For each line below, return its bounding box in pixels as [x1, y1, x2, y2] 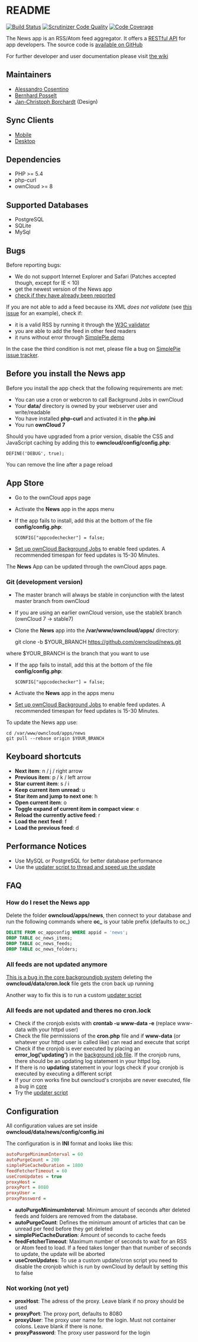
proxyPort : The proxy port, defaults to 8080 [14, 1310, 123, 1318]
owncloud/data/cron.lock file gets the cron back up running [6, 980, 154, 987]
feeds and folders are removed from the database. [14, 1213, 138, 1220]
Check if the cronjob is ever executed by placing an [14, 1045, 141, 1052]
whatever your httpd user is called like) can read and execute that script [14, 1039, 190, 1046]
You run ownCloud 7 [14, 421, 66, 428]
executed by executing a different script [14, 1070, 112, 1077]
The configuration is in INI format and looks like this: [6, 1140, 134, 1147]
